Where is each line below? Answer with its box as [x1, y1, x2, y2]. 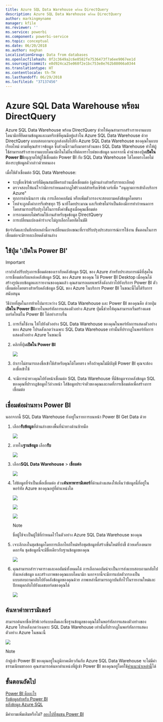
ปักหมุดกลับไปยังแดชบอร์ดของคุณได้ [12, 582, 70, 588]
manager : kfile [5, 20, 36, 26]
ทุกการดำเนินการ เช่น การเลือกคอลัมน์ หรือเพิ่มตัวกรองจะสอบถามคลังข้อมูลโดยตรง [12, 195, 142, 201]
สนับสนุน [5, 291, 20, 297]
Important [5, 259, 25, 265]
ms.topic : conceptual [5, 39, 49, 44]
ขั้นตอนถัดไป [5, 678, 36, 686]
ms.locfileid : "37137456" [5, 79, 58, 84]
